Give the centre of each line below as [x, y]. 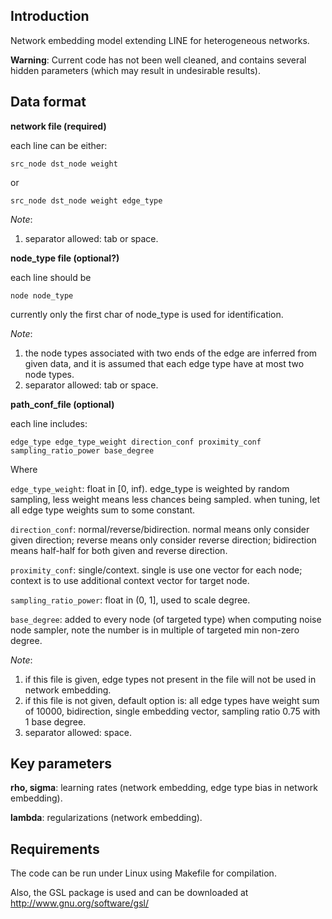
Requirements [55, 849]
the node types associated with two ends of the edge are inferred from [171, 353]
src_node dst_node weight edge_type [86, 200]
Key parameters [61, 764]
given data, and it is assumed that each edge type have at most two [164, 363]
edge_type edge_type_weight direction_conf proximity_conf [136, 442]
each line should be [51, 277]
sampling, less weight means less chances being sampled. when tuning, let [165, 499]
